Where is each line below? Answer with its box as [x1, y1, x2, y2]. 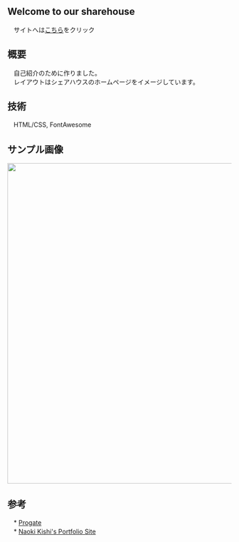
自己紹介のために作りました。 [13, 68, 101, 77]
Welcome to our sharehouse [7, 6, 135, 18]
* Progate [13, 518, 42, 527]
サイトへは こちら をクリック [13, 25, 95, 34]
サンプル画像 [7, 143, 64, 155]
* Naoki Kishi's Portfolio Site [13, 527, 96, 536]
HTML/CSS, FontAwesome [13, 120, 92, 129]
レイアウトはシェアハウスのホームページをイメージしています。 [13, 78, 199, 86]
